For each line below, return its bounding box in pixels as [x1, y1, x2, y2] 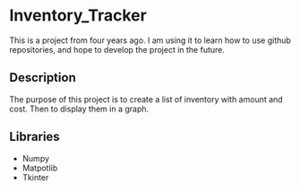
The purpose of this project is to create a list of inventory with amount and [9, 94, 284, 104]
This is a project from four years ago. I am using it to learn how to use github [9, 35, 291, 45]
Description [9, 70, 76, 86]
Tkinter [21, 171, 49, 183]
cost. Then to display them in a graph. [9, 103, 150, 114]
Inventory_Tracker [9, 5, 148, 26]
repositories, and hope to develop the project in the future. [9, 44, 226, 54]
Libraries [9, 129, 60, 145]
